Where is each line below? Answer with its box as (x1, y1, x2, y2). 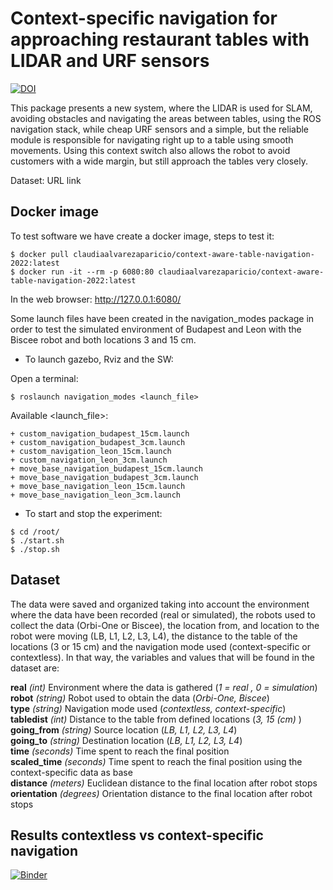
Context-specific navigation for (10, 7, 278, 30)
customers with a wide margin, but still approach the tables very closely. (10, 155, 309, 167)
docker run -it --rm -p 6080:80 (19, 267, 155, 277)
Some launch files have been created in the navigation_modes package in (10, 312, 315, 324)
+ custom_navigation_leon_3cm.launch (10, 455, 168, 465)
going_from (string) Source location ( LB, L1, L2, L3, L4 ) (10, 723, 238, 736)
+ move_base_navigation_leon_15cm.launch (10, 481, 186, 491)
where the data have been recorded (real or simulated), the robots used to (10, 608, 316, 621)
